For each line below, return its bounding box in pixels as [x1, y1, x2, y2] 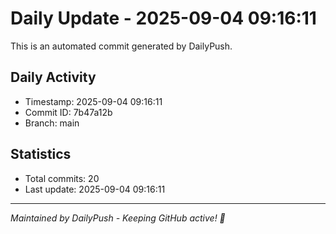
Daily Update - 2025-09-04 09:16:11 [10, 7, 317, 30]
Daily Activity [10, 69, 97, 86]
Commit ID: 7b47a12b [24, 106, 113, 118]
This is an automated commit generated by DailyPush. [10, 40, 233, 52]
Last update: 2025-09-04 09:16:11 [24, 183, 166, 195]
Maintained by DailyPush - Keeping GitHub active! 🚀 [10, 212, 226, 224]
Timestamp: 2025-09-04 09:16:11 [24, 95, 163, 107]
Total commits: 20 [24, 172, 100, 184]
